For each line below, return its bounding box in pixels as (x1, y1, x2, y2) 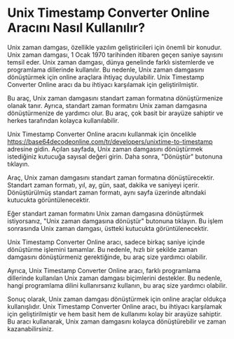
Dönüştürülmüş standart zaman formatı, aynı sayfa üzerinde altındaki (7, 188, 207, 197)
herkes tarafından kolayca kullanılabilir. (7, 116, 119, 124)
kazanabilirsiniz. (7, 324, 54, 333)
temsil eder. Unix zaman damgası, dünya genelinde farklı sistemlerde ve (7, 58, 214, 66)
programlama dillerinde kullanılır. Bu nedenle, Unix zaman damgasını (7, 65, 205, 74)
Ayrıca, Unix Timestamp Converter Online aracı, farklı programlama (7, 266, 201, 274)
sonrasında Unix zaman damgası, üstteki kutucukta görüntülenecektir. (7, 224, 209, 232)
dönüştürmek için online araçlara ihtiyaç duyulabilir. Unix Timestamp (7, 72, 205, 81)
